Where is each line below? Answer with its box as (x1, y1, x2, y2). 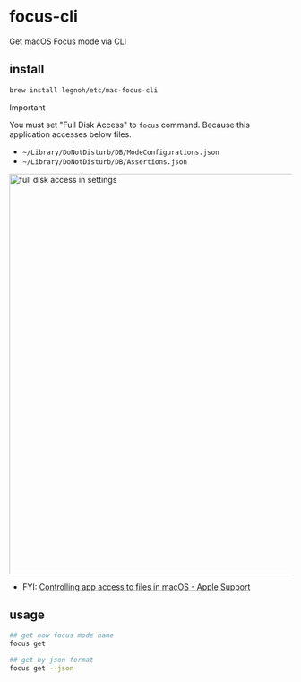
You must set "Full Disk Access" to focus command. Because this (9, 119, 251, 130)
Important (9, 101, 46, 113)
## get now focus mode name (9, 631, 115, 640)
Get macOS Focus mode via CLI (9, 36, 127, 47)
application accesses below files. (9, 128, 132, 140)
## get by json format (9, 656, 94, 665)
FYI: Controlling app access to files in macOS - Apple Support (21, 581, 251, 592)
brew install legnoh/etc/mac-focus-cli (9, 85, 159, 95)
